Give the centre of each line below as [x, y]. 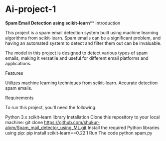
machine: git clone [24, 122]
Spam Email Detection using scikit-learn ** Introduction [63, 23]
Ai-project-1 [31, 9]
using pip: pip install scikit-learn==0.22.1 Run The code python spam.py [79, 133]
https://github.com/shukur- [72, 122]
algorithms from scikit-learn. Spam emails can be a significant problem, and [83, 38]
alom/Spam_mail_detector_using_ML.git [46, 128]
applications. [18, 63]
